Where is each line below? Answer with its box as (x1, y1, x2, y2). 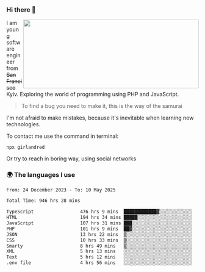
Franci (6, 77, 23, 85)
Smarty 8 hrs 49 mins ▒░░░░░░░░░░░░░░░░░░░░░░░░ (6, 243, 192, 249)
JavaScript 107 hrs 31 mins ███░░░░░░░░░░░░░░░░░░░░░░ (6, 220, 192, 226)
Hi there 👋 (6, 5, 37, 14)
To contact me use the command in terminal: (6, 132, 119, 140)
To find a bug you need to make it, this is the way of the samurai (21, 102, 183, 110)
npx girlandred (6, 145, 45, 151)
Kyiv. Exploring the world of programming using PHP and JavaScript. (6, 91, 179, 98)
